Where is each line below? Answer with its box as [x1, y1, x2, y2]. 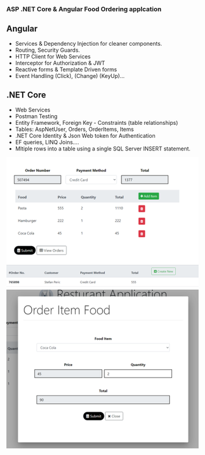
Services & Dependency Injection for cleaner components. [15, 40, 162, 47]
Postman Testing [15, 112, 58, 120]
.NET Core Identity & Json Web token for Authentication [15, 132, 156, 139]
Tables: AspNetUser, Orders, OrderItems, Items [15, 125, 134, 133]
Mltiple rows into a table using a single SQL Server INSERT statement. [15, 145, 191, 152]
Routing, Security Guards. [15, 46, 81, 54]
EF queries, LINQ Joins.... [15, 138, 79, 146]
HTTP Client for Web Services [15, 52, 91, 60]
